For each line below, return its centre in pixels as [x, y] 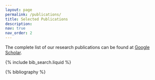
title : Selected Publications [37, 19]
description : [19, 24]
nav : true [15, 28]
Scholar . [14, 52]
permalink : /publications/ [33, 14]
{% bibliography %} [25, 72]
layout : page [19, 10]
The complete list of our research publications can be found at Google [77, 47]
